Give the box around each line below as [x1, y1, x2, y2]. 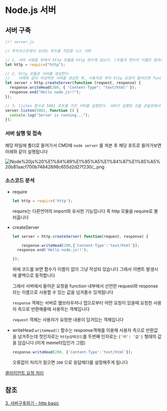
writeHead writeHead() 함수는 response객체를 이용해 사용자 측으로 [12, 327, 145, 333]
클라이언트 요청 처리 [5, 370, 44, 376]
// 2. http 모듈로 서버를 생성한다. [5, 71, 71, 76]
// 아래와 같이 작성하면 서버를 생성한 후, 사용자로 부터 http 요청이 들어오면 [5, 76, 151, 81]
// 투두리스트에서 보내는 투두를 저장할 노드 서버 [5, 48, 91, 53]
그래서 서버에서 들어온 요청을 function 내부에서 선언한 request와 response [12, 283, 158, 289]
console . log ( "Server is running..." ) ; [9, 113, 90, 118]
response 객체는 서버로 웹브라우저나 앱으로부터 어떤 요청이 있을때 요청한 [12, 300, 153, 306]
